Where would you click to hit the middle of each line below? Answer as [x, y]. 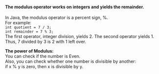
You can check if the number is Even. [43, 56]
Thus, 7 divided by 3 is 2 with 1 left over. [46, 42]
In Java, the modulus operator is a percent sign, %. [57, 18]
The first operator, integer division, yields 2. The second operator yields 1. [80, 37]
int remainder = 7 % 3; [29, 32]
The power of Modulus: [29, 51]
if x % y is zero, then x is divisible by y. [44, 67]
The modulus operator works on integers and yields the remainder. [75, 7]
